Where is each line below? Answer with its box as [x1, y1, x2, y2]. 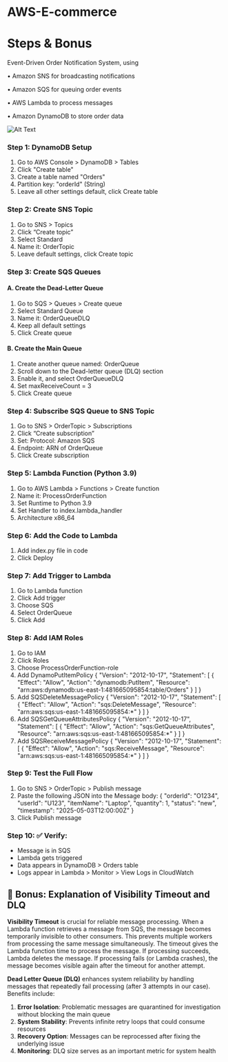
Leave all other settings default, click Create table [17, 188, 158, 196]
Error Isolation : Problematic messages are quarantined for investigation [17, 1003, 221, 1011]
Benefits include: [7, 989, 55, 997]
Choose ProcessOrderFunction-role [17, 663, 119, 672]
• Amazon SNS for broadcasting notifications [7, 72, 136, 80]
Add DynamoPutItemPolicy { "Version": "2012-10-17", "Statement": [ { [17, 670, 215, 679]
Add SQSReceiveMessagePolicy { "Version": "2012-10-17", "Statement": [17, 737, 222, 745]
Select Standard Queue [17, 306, 84, 314]
